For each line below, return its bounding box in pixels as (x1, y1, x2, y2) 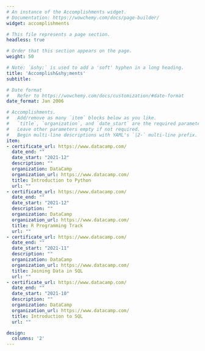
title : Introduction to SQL (12, 313, 84, 319)
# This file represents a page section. (6, 31, 111, 37)
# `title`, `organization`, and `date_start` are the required (6, 121, 176, 127)
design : (6, 330, 26, 336)
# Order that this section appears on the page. (6, 48, 132, 54)
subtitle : (6, 76, 32, 82)
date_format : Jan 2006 (6, 98, 64, 104)
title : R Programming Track (12, 222, 84, 229)
